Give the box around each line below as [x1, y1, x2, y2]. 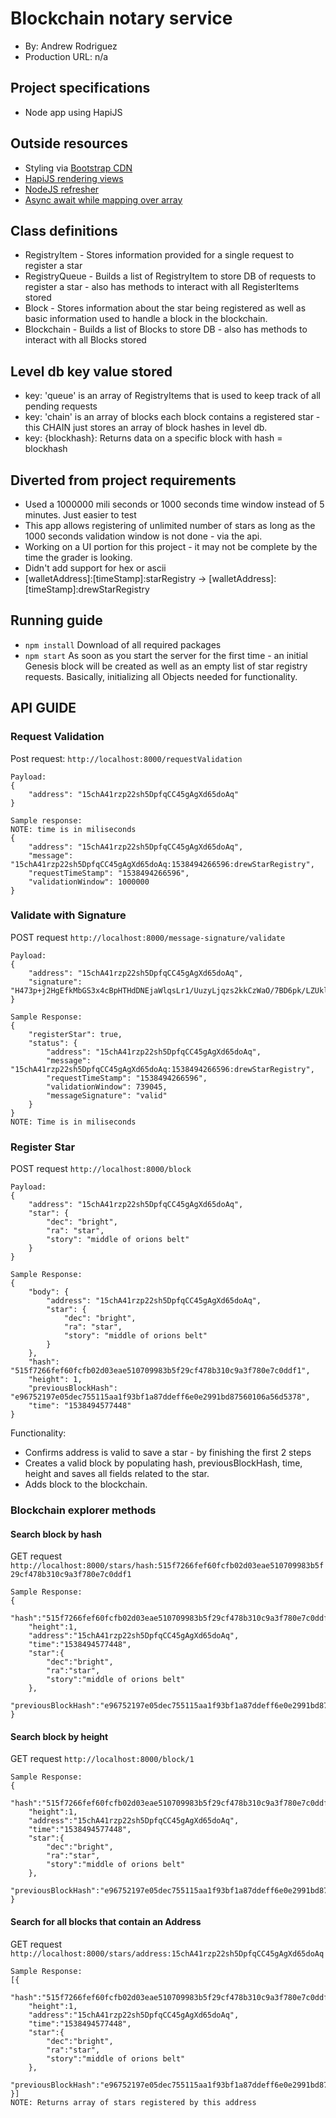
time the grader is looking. [24, 552, 133, 563]
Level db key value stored [10, 363, 173, 380]
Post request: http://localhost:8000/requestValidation [10, 752, 243, 764]
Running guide [10, 612, 103, 629]
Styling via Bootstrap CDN [24, 162, 133, 174]
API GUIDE [10, 700, 77, 717]
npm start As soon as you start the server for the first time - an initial [24, 649, 308, 661]
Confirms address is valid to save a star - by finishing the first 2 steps [24, 1447, 312, 1459]
